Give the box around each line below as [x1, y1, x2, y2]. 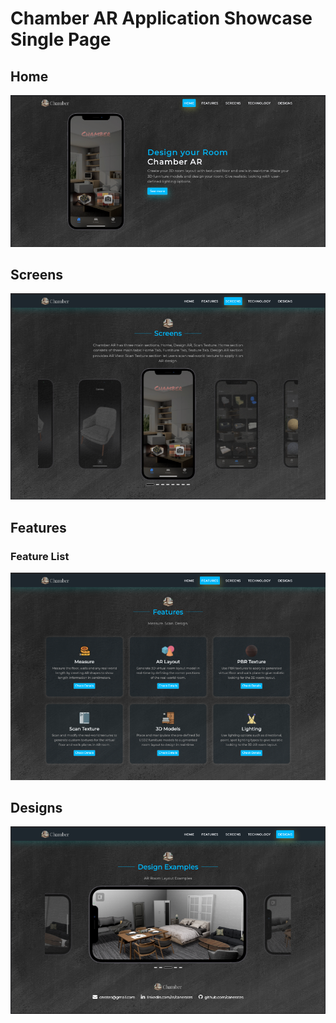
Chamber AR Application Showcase [10, 7, 313, 30]
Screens [10, 266, 63, 283]
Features [10, 519, 67, 536]
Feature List [10, 549, 70, 563]
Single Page [10, 28, 112, 51]
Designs [10, 799, 63, 816]
